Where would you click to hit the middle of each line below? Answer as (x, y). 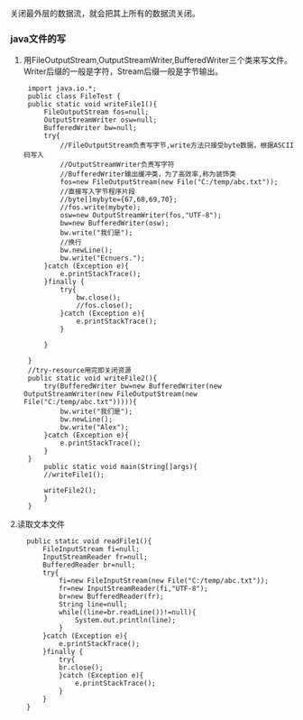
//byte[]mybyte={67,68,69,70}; (119, 200)
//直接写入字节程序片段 (98, 192)
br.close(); (81, 668)
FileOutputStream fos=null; (96, 112)
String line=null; (93, 605)
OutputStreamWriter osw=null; (101, 120)
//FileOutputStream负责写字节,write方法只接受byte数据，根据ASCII (177, 146)
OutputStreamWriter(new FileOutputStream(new (110, 394)
